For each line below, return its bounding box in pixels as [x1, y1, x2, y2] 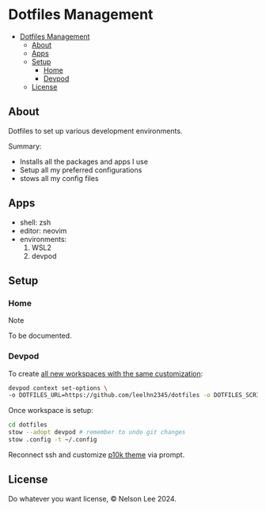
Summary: [8, 141, 42, 151]
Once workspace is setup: [8, 406, 93, 415]
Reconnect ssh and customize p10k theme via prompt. [8, 449, 185, 460]
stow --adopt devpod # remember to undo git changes [8, 429, 186, 437]
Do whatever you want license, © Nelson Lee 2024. [8, 494, 177, 503]
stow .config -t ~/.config [8, 436, 97, 444]
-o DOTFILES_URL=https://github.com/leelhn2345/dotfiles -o [8, 392, 211, 399]
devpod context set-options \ [8, 384, 108, 392]
